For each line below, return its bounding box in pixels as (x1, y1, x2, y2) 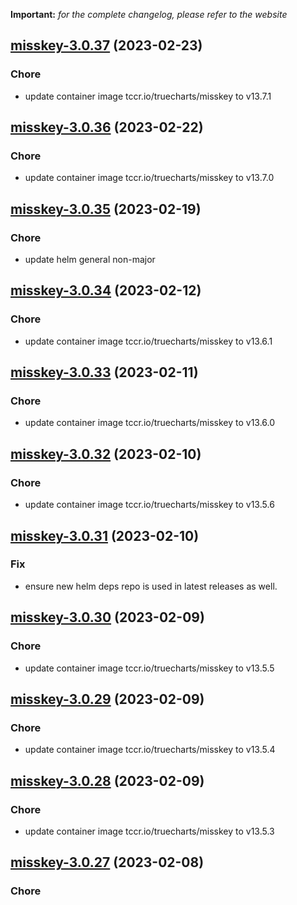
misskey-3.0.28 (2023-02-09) (10, 772, 205, 789)
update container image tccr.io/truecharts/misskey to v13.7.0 (24, 172, 275, 184)
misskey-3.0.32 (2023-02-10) (10, 445, 202, 463)
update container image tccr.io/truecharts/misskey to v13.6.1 (24, 335, 273, 347)
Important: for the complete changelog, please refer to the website (10, 9, 288, 20)
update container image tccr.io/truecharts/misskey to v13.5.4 (24, 744, 276, 756)
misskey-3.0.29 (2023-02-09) (10, 690, 205, 708)
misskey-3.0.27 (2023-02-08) (10, 854, 205, 871)
